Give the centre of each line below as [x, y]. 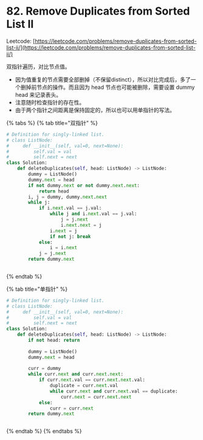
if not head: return [54, 340]
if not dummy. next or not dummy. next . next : [84, 185]
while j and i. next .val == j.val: [93, 214]
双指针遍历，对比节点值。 [38, 66]
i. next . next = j [81, 225]
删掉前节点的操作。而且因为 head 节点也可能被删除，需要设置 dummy [108, 87]
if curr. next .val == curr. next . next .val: [92, 380]
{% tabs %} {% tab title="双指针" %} [52, 122]
